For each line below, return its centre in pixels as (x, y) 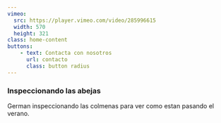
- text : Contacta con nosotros (66, 53)
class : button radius (58, 66)
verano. (18, 113)
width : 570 (30, 27)
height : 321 (31, 33)
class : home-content (38, 40)
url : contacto (47, 60)
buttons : (20, 46)
